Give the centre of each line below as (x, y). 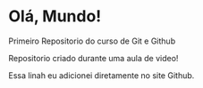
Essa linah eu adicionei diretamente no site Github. (101, 75)
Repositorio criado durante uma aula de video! (93, 58)
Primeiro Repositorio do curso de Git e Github (92, 41)
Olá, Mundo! (55, 16)
